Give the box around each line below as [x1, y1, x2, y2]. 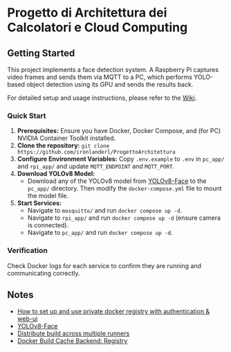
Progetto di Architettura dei [7, 5, 167, 21]
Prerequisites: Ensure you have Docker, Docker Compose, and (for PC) [17, 127, 221, 135]
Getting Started [7, 47, 75, 59]
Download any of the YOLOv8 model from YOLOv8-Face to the [27, 177, 207, 185]
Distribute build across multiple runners [17, 329, 130, 337]
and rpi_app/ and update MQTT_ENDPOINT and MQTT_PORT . [17, 162, 175, 170]
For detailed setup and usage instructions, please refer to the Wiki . [7, 94, 197, 102]
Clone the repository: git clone [17, 141, 110, 150]
